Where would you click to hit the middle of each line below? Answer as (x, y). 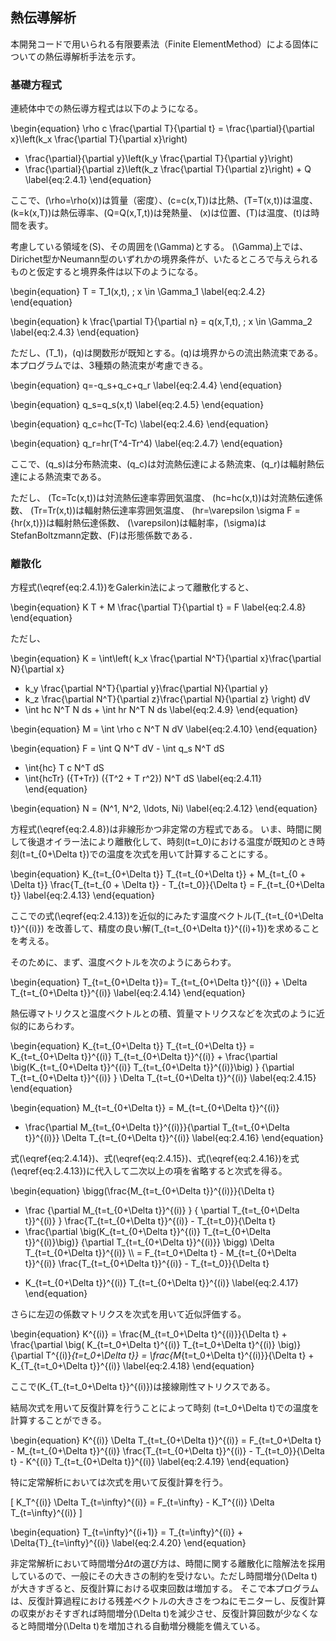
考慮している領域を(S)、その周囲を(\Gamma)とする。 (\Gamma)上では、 (159, 247)
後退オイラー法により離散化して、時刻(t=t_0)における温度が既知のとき (172, 842)
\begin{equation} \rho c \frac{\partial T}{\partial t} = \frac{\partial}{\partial (162, 129)
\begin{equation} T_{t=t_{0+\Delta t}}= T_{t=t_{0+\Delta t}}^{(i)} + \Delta (159, 982)
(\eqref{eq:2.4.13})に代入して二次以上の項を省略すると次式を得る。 (149, 1171)
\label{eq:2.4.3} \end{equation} (75, 332)
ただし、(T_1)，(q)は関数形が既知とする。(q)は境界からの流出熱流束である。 (167, 353)
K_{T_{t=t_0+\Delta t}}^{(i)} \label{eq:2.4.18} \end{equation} (132, 1366)
